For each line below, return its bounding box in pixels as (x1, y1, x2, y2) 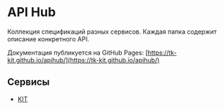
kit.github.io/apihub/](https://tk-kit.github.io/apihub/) (7, 55, 160, 64)
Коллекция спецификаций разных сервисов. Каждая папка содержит (7, 27, 217, 36)
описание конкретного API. (7, 34, 89, 43)
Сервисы (7, 76, 50, 88)
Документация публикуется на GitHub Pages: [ (7, 48, 148, 57)
